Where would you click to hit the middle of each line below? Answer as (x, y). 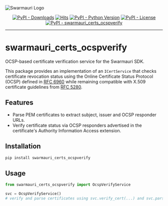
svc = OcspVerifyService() (33, 194)
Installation (23, 146)
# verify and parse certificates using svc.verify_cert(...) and (74, 199)
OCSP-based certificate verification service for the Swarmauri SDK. (75, 61)
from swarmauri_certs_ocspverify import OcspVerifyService (68, 185)
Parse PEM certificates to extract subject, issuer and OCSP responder (84, 115)
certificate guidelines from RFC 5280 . (44, 87)
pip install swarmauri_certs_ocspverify (48, 158)
